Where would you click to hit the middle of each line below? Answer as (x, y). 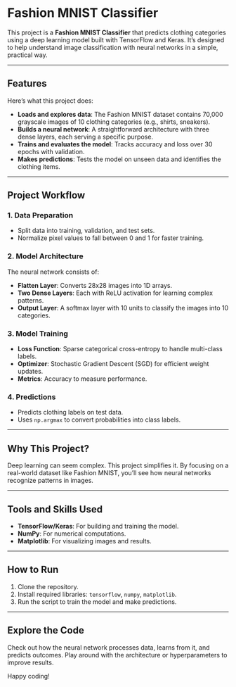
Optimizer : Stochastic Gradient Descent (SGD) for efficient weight (113, 364)
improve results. (31, 662)
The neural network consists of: (53, 272)
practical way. (27, 55)
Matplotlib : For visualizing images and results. (85, 541)
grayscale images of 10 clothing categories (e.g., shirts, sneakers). (114, 122)
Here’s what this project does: (50, 101)
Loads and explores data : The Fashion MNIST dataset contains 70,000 (120, 114)
